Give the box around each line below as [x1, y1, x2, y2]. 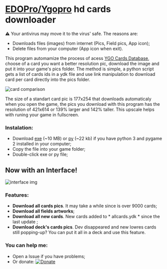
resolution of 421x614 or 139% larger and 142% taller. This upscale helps [5, 106, 155, 112]
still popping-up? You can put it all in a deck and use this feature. [12, 230, 146, 236]
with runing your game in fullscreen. [5, 111, 79, 118]
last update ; [12, 219, 38, 225]
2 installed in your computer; [12, 141, 71, 147]
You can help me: [5, 242, 48, 249]
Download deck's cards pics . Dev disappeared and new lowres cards [12, 224, 157, 230]
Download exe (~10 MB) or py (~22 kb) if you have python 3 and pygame [12, 136, 163, 142]
